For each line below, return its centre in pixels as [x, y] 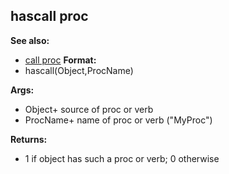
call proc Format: [60, 60]
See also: [30, 40]
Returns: [29, 139]
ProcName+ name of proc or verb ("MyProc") [118, 120]
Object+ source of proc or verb [89, 109]
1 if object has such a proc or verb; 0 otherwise [122, 158]
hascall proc [49, 16]
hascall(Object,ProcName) [79, 70]
